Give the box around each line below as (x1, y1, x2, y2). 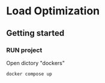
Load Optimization (6, 4, 100, 18)
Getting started (6, 28, 65, 38)
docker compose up (6, 70, 52, 77)
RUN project (6, 46, 43, 54)
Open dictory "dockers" (6, 59, 65, 66)
